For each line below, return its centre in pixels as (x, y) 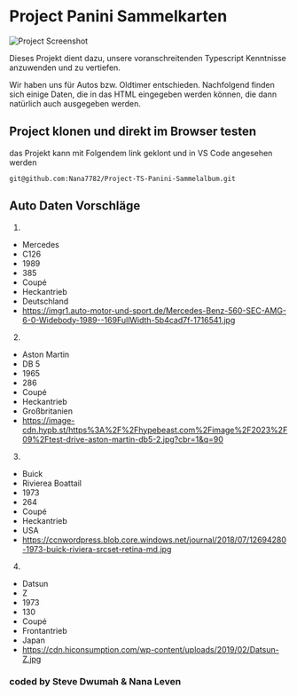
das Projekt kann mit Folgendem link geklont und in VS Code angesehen (141, 153)
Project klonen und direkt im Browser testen (133, 132)
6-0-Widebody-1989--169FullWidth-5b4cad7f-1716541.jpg (129, 320)
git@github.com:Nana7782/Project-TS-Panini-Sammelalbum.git (123, 178)
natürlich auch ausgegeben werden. (75, 103)
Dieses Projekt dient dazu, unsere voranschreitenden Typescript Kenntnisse (148, 58)
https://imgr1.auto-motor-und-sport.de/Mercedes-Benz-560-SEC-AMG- (154, 310)
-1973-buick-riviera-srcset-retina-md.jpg (97, 549)
